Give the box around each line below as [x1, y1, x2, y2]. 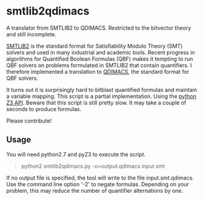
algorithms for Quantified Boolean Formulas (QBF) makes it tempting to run [6, 55, 193, 62]
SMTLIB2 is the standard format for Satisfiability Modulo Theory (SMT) [6, 42, 183, 50]
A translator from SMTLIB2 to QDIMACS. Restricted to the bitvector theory [6, 24, 191, 31]
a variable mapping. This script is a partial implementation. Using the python [6, 92, 197, 100]
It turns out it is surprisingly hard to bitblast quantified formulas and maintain [6, 86, 197, 93]
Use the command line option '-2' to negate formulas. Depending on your [6, 180, 190, 188]
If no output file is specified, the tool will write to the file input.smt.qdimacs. [6, 174, 194, 181]
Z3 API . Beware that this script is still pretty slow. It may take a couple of [6, 98, 187, 106]
